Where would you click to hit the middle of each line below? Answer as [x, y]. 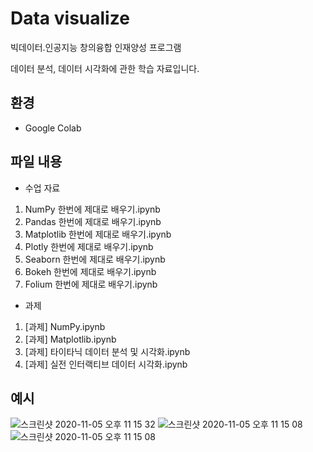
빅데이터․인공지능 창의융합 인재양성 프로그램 [96, 47]
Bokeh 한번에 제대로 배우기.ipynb [90, 271]
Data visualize [70, 18]
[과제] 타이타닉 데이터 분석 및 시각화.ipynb [107, 351]
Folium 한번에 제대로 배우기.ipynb [91, 284]
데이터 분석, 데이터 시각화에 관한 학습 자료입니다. [105, 68]
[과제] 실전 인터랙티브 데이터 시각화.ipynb [106, 364]
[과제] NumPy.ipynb [65, 326]
